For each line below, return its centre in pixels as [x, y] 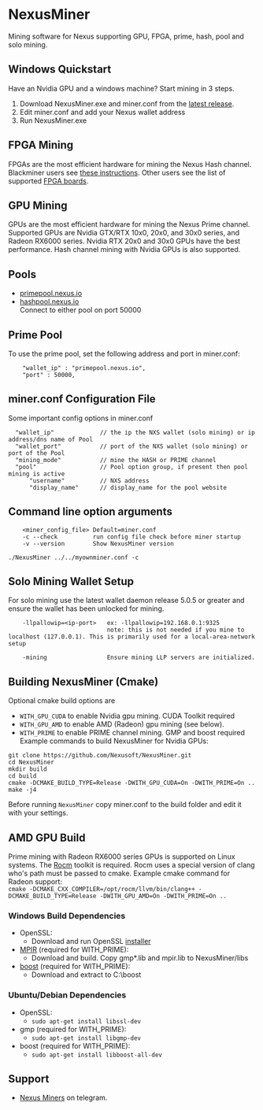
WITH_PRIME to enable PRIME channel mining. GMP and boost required [132, 733]
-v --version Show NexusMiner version [98, 544]
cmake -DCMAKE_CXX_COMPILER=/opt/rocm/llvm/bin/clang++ [102, 890]
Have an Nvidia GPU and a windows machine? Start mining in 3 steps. [121, 88]
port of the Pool [37, 453]
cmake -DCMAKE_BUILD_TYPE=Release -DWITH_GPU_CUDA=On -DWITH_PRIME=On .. [132, 783]
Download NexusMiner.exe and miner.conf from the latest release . [127, 103]
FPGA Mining [41, 145]
